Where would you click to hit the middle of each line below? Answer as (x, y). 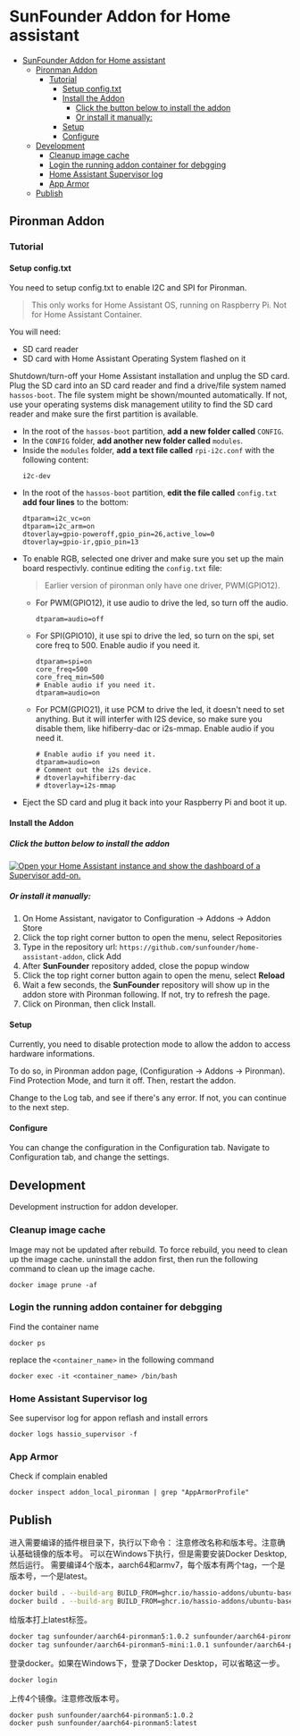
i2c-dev (36, 476)
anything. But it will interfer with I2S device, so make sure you (149, 719)
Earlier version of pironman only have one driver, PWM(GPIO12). (162, 586)
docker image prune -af (54, 1285)
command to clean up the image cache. (82, 1268)
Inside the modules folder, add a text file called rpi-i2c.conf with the (148, 451)
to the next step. (39, 1108)
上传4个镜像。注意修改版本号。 (67, 1698)
